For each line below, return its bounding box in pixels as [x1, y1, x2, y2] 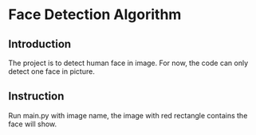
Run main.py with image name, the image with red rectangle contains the [8, 110, 248, 120]
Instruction [8, 90, 65, 103]
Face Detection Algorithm [8, 6, 182, 24]
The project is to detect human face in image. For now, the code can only [8, 58, 249, 67]
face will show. [8, 119, 57, 129]
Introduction [8, 37, 72, 51]
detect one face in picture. [8, 67, 96, 76]
